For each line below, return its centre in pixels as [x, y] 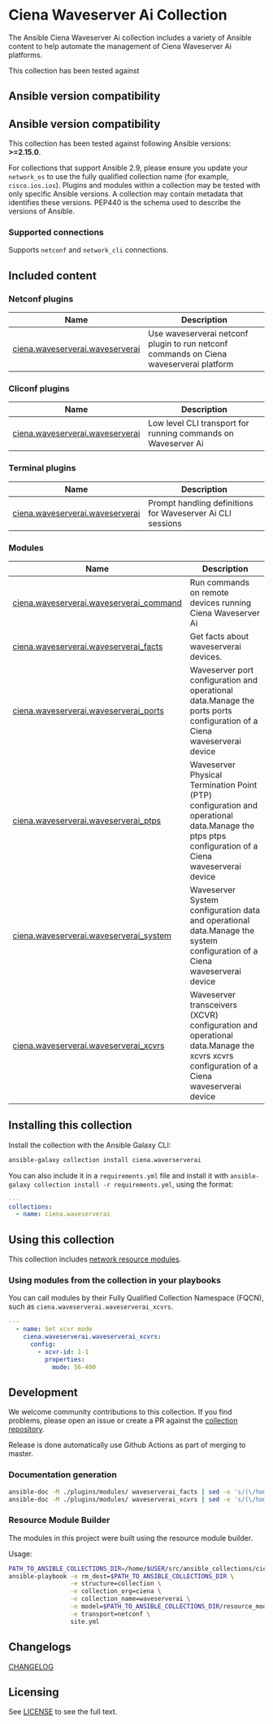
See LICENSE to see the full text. [63, 1712]
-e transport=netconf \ [110, 1614]
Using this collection [62, 1239]
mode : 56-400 [74, 1367]
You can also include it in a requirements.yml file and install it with [119, 1175]
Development [43, 1392]
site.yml [85, 1621]
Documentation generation [63, 1475]
